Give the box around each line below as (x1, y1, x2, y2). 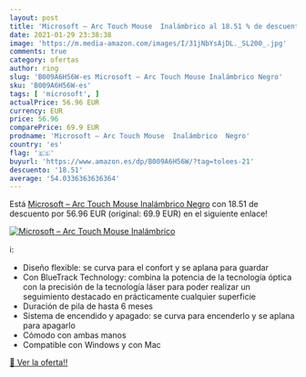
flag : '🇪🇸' (9, 148, 55, 157)
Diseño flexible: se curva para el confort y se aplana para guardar (22, 263, 269, 273)
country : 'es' (9, 140, 64, 149)
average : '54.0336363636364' (9, 174, 120, 183)
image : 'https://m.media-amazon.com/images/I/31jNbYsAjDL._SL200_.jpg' (9, 38, 287, 48)
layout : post (9, 13, 59, 23)
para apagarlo (22, 320, 76, 332)
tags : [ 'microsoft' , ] (9, 89, 100, 98)
